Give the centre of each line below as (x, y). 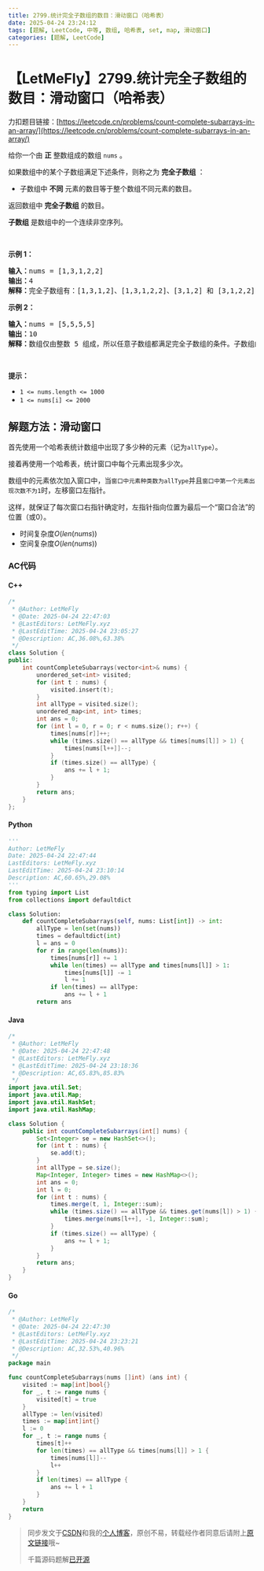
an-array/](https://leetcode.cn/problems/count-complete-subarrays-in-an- (129, 131)
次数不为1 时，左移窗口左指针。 (62, 490)
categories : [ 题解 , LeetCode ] (56, 37)
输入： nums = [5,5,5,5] (52, 324)
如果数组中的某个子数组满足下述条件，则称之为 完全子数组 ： (106, 172)
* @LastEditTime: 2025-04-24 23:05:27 (75, 631)
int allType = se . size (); (79, 1168)
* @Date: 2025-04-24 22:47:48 (61, 1051)
